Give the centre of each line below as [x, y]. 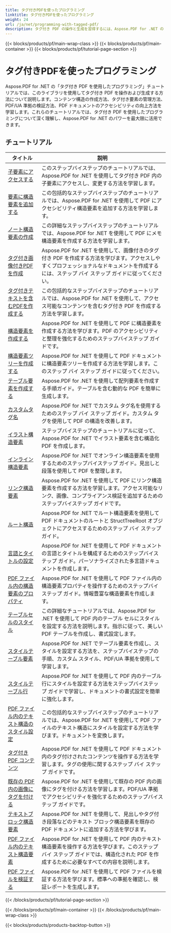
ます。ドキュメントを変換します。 [87, 735]
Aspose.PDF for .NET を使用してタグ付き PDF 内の [102, 175]
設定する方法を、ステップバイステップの [110, 651]
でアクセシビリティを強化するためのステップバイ [100, 797]
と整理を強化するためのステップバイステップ [95, 338]
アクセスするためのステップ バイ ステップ [111, 528]
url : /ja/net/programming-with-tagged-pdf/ [52, 24]
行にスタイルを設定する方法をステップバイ [92, 684]
